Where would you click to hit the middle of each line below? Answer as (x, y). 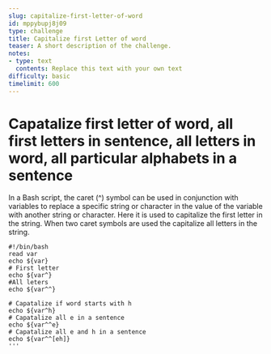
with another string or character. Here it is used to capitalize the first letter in (135, 215)
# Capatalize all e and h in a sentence (78, 332)
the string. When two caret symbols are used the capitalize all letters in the (133, 224)
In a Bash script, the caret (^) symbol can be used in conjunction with (123, 198)
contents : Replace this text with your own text (99, 69)
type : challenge (36, 31)
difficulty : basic (39, 76)
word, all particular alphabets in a (123, 158)
